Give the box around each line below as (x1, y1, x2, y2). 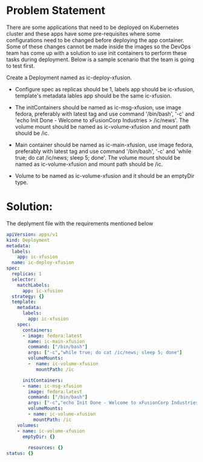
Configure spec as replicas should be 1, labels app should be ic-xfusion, (14, 85, 195, 93)
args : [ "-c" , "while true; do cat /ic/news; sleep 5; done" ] (28, 350, 182, 356)
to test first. (6, 62, 35, 70)
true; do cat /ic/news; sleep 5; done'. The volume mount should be (14, 154, 181, 161)
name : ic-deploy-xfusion (11, 259, 74, 266)
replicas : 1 (11, 271, 42, 277)
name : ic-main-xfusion (28, 338, 85, 345)
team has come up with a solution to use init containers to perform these (6, 49, 187, 56)
